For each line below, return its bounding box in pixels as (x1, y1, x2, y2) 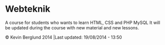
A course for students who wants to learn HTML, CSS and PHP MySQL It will (5, 20, 161, 25)
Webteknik (5, 3, 51, 15)
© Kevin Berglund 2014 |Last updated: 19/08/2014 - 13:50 (5, 34, 122, 40)
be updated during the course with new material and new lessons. (5, 24, 139, 30)
